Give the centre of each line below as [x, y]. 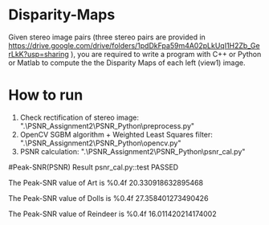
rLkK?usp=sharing [39, 54]
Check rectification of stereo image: [79, 117]
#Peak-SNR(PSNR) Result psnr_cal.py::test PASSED [94, 167]
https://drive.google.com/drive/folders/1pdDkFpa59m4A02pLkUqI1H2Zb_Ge [134, 45]
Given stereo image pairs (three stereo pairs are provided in [107, 37]
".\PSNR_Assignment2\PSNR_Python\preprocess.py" [107, 125]
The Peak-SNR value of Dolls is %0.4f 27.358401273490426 [108, 198]
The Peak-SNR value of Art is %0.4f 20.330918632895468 [106, 182]
